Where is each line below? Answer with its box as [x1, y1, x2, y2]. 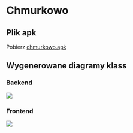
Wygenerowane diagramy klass [6, 61, 127, 71]
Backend [6, 78, 33, 87]
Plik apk [6, 28, 37, 38]
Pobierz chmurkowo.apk [6, 43, 66, 50]
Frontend [6, 107, 34, 115]
